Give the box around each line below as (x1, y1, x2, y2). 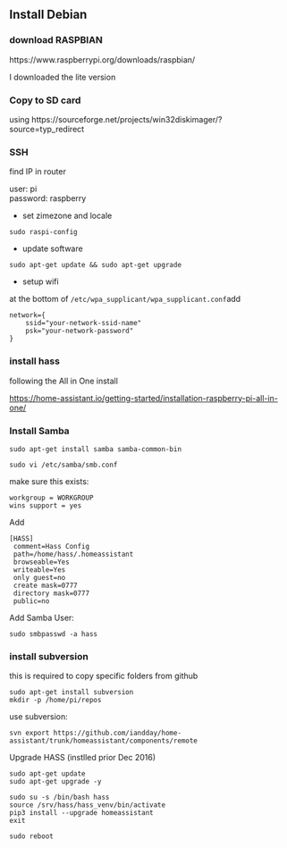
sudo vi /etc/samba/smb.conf (9, 460, 118, 469)
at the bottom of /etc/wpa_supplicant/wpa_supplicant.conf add (9, 294, 241, 305)
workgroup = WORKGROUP (9, 493, 94, 502)
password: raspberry (9, 193, 87, 204)
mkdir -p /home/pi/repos (9, 696, 102, 705)
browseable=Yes (13, 558, 70, 567)
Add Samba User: (9, 612, 74, 623)
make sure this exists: (9, 475, 89, 486)
